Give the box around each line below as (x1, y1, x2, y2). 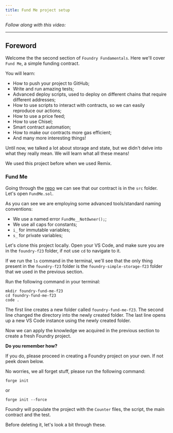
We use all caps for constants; (12, 221, 77, 227)
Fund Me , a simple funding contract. (5, 60, 80, 67)
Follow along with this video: (5, 22, 66, 28)
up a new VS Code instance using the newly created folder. (5, 317, 131, 323)
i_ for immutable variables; (12, 227, 71, 233)
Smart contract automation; (12, 124, 71, 130)
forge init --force (5, 397, 47, 402)
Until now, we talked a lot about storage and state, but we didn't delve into (5, 145, 163, 151)
